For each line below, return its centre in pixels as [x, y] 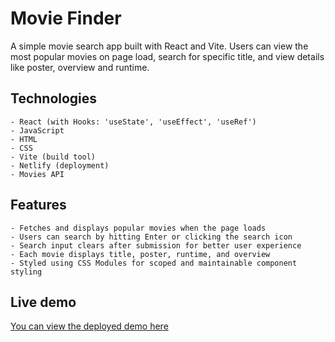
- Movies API [37, 174]
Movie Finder [66, 18]
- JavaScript [37, 130]
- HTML [24, 139]
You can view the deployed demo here [89, 326]
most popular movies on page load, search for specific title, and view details [167, 56]
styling [26, 272]
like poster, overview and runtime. [80, 67]
